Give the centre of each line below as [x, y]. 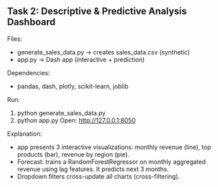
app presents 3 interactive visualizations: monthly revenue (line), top [114, 147]
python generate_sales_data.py [61, 112]
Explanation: [25, 133]
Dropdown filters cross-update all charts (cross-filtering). [98, 176]
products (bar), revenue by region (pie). [73, 154]
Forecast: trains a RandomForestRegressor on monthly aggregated [111, 161]
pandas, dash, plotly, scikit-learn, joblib [73, 86]
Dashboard [31, 22]
